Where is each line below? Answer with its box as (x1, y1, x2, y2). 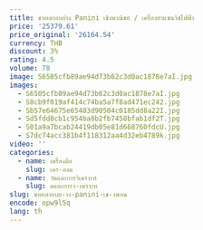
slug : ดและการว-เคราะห (25, 182, 98, 191)
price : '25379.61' (9, 22, 79, 31)
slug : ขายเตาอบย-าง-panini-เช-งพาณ (9, 190, 128, 199)
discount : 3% (9, 47, 59, 56)
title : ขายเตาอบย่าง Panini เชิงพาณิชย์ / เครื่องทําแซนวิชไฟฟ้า (9, 13, 195, 23)
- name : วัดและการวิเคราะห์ (17, 173, 97, 182)
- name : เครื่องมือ (17, 156, 72, 166)
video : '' (9, 139, 47, 149)
